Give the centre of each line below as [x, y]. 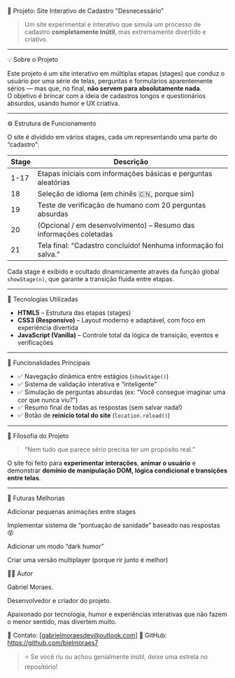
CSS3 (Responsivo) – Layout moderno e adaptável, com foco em [111, 320]
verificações [35, 343]
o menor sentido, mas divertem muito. [62, 622]
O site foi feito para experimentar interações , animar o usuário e [101, 463]
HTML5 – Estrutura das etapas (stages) [74, 313]
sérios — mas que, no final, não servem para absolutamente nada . [105, 88]
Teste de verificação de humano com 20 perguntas [122, 205]
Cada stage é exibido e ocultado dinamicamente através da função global [113, 271]
